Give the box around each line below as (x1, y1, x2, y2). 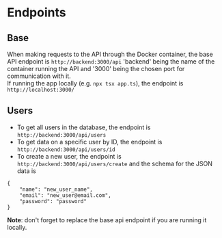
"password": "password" (19, 198, 87, 204)
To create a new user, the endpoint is (16, 152, 122, 160)
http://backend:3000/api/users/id (16, 146, 115, 153)
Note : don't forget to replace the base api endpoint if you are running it (7, 215, 207, 224)
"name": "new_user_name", (19, 186, 94, 193)
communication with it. (7, 72, 72, 80)
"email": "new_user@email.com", (19, 191, 111, 199)
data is (16, 166, 36, 175)
